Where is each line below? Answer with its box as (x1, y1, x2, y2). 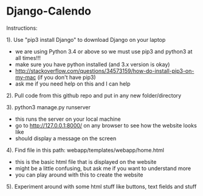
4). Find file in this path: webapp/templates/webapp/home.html (6, 146, 164, 154)
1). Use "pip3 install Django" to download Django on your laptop (6, 36, 166, 43)
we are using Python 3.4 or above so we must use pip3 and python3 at (15, 47, 193, 55)
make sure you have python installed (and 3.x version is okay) (15, 61, 170, 68)
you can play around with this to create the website (15, 171, 144, 178)
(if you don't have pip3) (37, 73, 96, 81)
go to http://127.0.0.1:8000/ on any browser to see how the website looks (15, 121, 198, 129)
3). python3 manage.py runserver (6, 103, 91, 110)
